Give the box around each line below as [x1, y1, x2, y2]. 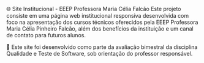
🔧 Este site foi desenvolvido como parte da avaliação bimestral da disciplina [6, 43, 198, 51]
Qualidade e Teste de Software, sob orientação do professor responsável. [6, 50, 193, 57]
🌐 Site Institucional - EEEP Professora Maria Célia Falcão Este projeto [6, 6, 181, 12]
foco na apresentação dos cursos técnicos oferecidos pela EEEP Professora [6, 18, 198, 26]
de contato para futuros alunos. [6, 32, 86, 39]
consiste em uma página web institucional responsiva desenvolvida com [6, 12, 189, 19]
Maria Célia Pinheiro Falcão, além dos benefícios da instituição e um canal [6, 25, 194, 32]
